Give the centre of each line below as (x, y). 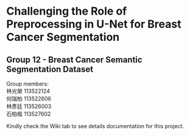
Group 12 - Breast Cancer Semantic (74, 59)
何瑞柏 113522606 (29, 98)
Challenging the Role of (67, 11)
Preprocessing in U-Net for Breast (94, 24)
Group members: (27, 84)
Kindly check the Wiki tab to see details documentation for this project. (95, 126)
